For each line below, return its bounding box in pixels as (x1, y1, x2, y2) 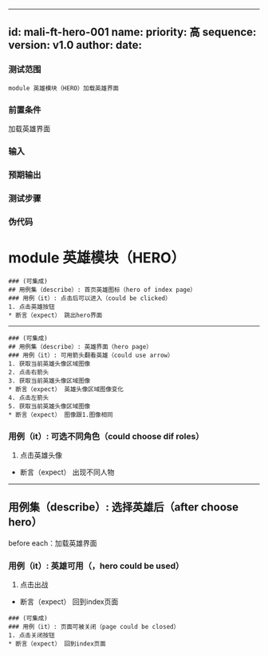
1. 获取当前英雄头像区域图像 (8, 359, 91, 368)
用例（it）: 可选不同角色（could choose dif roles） (8, 430, 204, 442)
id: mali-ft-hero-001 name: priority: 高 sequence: (8, 26, 257, 39)
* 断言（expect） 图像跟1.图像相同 (8, 410, 113, 418)
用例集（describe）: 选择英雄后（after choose (8, 501, 239, 514)
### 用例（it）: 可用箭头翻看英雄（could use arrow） (8, 351, 174, 359)
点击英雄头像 (19, 450, 62, 460)
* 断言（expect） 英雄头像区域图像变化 (8, 385, 124, 393)
